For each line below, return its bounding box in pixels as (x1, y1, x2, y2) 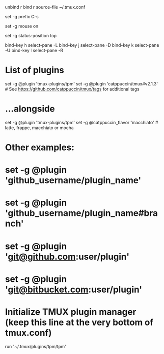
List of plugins (5, 65, 64, 76)
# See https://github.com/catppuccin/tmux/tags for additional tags (5, 86, 140, 92)
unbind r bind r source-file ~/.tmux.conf (5, 4, 85, 10)
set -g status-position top (5, 33, 57, 38)
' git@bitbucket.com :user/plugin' (5, 284, 142, 295)
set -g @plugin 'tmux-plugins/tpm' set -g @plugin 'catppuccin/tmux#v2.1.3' (5, 81, 158, 86)
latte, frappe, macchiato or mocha (5, 125, 74, 131)
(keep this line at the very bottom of (5, 317, 154, 328)
